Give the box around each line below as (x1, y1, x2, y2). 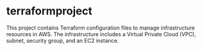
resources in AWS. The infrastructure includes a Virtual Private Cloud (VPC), (6, 30, 197, 37)
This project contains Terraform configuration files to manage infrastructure (6, 24, 195, 31)
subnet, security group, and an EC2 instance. (6, 37, 119, 44)
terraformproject (6, 4, 93, 18)
